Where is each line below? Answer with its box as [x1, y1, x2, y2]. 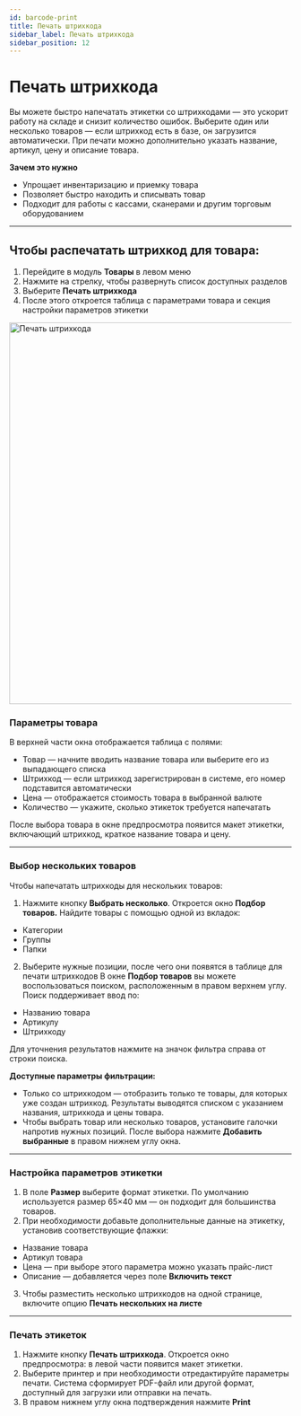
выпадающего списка [21, 764, 107, 775]
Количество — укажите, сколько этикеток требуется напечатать [21, 802, 271, 813]
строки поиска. [9, 1052, 68, 1064]
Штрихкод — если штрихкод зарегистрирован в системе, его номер [21, 773, 286, 784]
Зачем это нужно [9, 163, 78, 173]
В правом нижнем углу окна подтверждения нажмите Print [21, 1397, 251, 1408]
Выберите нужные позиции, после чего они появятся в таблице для [21, 961, 283, 972]
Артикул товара [21, 1252, 83, 1262]
